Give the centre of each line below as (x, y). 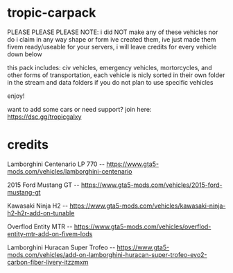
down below (25, 54)
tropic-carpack (52, 13)
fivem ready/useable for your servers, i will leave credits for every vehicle (112, 47)
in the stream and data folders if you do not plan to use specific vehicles (110, 82)
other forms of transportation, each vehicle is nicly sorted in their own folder (116, 75)
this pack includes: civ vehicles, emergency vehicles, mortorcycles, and (110, 67)
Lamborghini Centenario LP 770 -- (56, 164)
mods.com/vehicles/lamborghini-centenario (70, 171)
